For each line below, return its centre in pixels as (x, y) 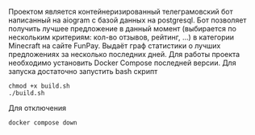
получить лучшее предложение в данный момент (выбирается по (122, 29)
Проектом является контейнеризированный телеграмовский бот (121, 12)
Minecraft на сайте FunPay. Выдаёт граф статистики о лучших (115, 46)
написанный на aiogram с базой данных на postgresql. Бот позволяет (127, 20)
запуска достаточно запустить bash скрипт (83, 71)
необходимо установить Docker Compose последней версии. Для (122, 63)
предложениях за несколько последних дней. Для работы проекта (124, 54)
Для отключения (38, 108)
